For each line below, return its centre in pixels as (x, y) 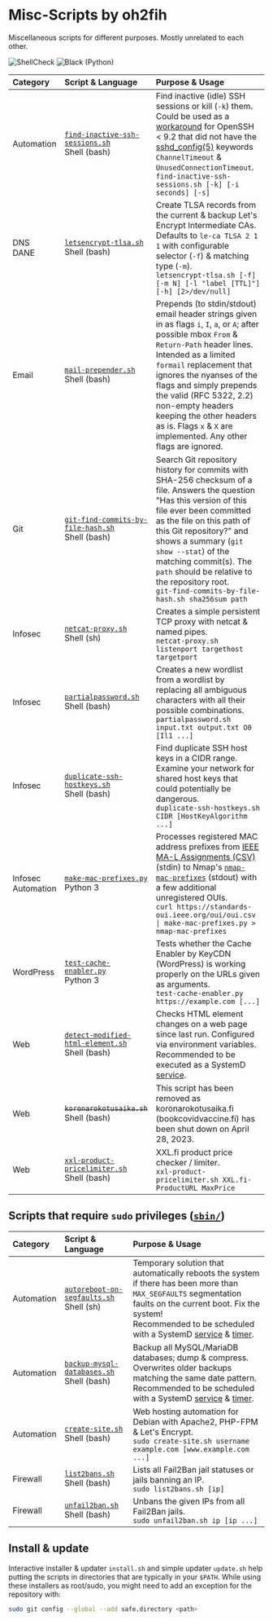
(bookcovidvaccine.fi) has (206, 1118)
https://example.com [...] (208, 1001)
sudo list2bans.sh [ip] (179, 1489)
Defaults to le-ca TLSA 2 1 (207, 236)
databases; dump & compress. (191, 1357)
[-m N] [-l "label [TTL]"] (208, 283)
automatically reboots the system (196, 1273)
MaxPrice (219, 1188)
